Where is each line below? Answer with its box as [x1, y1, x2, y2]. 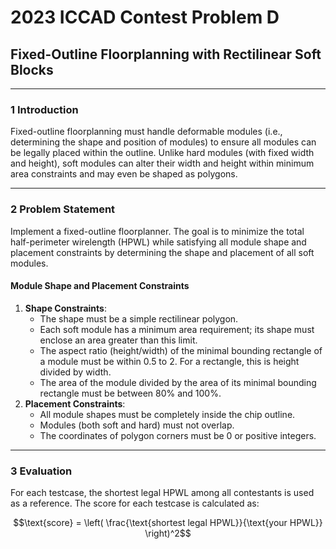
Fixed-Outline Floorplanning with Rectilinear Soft [10, 46, 322, 63]
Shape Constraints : [24, 302, 107, 314]
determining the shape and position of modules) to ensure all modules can [10, 136, 317, 148]
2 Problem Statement [10, 202, 116, 216]
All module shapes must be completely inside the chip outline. [39, 408, 296, 420]
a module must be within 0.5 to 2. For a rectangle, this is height [39, 355, 300, 367]
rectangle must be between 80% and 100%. [39, 387, 222, 399]
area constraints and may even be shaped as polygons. [10, 168, 238, 180]
